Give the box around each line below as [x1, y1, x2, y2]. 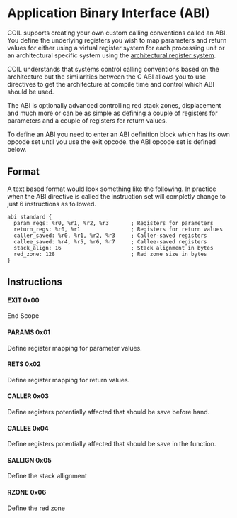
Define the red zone [7, 504, 66, 512]
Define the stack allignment [7, 472, 87, 480]
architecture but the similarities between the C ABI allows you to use [7, 72, 207, 81]
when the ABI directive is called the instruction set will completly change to [7, 192, 226, 200]
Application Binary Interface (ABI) [7, 5, 210, 21]
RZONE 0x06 [7, 487, 47, 496]
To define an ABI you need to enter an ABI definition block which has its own [7, 130, 230, 138]
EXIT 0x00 [7, 296, 40, 304]
